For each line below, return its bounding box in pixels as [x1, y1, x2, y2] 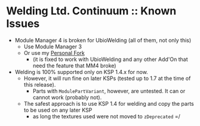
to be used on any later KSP [23, 106, 93, 113]
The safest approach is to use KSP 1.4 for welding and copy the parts [23, 100, 194, 107]
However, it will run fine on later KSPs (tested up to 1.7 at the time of [23, 75, 191, 82]
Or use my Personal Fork [23, 49, 85, 56]
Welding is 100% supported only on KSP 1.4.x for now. [14, 68, 148, 75]
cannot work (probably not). [32, 94, 102, 101]
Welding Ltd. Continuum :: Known [6, 4, 177, 18]
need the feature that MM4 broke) [32, 62, 116, 69]
